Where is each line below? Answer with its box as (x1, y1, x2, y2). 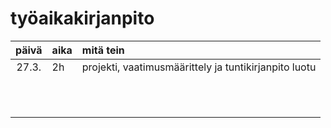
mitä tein (81, 43, 125, 57)
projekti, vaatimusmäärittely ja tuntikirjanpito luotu (81, 60, 317, 74)
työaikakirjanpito (10, 7, 155, 30)
